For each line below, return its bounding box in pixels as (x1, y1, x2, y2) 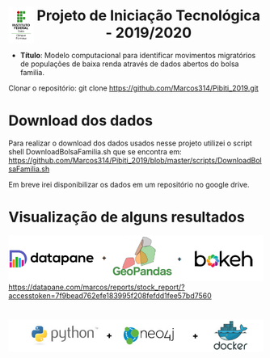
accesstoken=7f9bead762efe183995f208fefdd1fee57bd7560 (8, 291, 212, 301)
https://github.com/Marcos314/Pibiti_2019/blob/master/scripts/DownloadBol (8, 155, 262, 165)
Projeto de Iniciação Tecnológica (36, 6, 261, 25)
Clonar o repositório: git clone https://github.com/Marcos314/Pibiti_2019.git (8, 83, 259, 93)
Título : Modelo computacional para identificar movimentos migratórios (19, 50, 256, 60)
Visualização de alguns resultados (8, 208, 245, 226)
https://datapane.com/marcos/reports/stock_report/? (8, 282, 185, 293)
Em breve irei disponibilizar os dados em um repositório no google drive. (8, 179, 250, 189)
